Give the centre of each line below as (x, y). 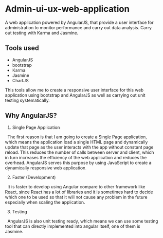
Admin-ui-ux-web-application (67, 9)
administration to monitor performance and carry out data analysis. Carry (78, 27)
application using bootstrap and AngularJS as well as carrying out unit (75, 95)
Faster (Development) (34, 177)
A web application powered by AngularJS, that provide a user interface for (80, 22)
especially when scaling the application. (45, 202)
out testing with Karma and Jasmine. (42, 33)
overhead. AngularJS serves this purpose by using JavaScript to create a (78, 163)
